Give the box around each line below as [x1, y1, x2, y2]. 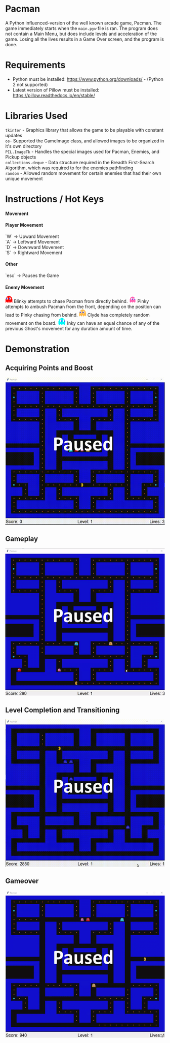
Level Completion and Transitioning [5, 705, 120, 714]
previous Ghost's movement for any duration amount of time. [5, 326, 133, 332]
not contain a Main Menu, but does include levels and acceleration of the [5, 30, 157, 37]
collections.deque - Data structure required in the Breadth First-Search [5, 159, 155, 165]
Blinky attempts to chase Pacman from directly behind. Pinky [13, 298, 149, 304]
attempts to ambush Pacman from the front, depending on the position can [5, 303, 161, 310]
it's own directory [5, 143, 42, 149]
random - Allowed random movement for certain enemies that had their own [5, 170, 161, 176]
